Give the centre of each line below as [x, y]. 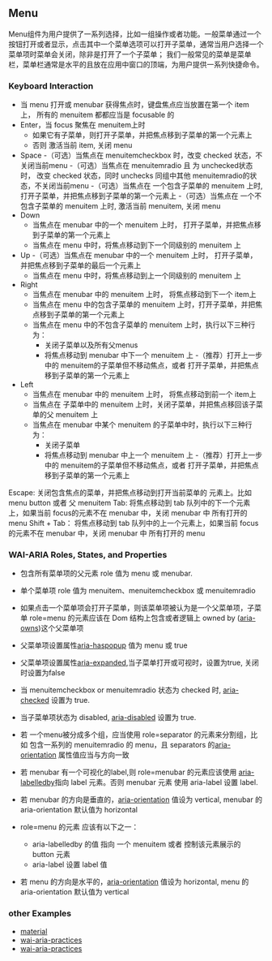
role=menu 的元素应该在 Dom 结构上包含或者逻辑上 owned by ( [135, 618]
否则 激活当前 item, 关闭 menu [82, 145]
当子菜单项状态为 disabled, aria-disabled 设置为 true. [108, 718]
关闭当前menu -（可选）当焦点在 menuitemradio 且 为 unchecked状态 [136, 166]
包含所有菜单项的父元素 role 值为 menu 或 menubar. [106, 573]
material [34, 931]
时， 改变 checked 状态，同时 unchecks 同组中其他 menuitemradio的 [135, 176]
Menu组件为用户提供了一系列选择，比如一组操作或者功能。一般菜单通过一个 [135, 34]
